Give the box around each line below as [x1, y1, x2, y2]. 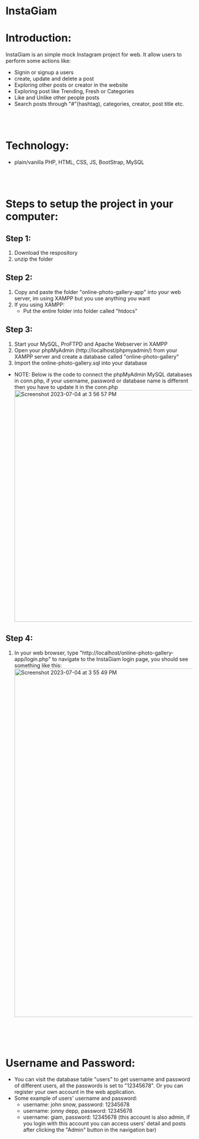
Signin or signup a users [14, 69, 74, 76]
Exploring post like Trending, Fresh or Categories [14, 88, 134, 95]
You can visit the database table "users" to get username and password [14, 1076, 191, 1083]
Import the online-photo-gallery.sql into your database [14, 359, 148, 366]
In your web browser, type [14, 649, 78, 656]
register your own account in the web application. [14, 1089, 136, 1096]
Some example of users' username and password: [14, 1094, 138, 1102]
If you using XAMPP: [14, 301, 65, 308]
